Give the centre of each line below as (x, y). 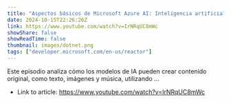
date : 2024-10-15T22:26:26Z (47, 20)
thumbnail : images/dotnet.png (51, 45)
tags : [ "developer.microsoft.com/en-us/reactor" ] (80, 52)
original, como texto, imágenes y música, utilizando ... (83, 78)
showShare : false (32, 33)
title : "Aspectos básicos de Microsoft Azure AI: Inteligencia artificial (117, 13)
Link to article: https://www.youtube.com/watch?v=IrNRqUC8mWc (111, 92)
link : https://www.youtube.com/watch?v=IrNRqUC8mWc (82, 26)
